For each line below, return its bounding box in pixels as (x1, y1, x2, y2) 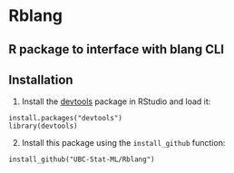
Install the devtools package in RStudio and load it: (21, 96, 211, 107)
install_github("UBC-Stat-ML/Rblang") (8, 155, 155, 164)
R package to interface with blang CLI (8, 42, 224, 57)
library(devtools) (8, 121, 78, 131)
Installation (8, 72, 73, 87)
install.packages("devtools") (8, 114, 123, 123)
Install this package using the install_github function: (21, 138, 226, 149)
